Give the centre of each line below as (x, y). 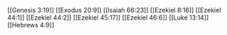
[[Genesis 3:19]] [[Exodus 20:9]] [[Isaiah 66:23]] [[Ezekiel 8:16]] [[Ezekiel (114, 10)
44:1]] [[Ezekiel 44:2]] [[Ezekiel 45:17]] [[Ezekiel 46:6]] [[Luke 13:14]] (108, 17)
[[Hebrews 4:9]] (31, 25)
